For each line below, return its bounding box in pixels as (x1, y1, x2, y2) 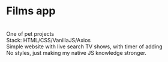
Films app (6, 4, 56, 18)
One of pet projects (6, 30, 55, 37)
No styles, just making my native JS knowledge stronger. (6, 49, 147, 56)
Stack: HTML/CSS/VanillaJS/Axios (6, 36, 91, 44)
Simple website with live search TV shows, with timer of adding (6, 43, 163, 50)
